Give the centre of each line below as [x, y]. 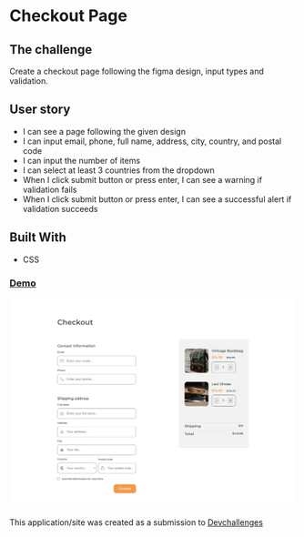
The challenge [51, 50]
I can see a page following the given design [104, 131]
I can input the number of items [81, 160]
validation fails [50, 189]
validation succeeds [60, 208]
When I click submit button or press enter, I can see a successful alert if [157, 199]
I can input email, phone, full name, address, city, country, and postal [152, 141]
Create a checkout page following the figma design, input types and [137, 71]
